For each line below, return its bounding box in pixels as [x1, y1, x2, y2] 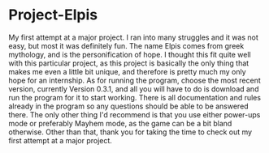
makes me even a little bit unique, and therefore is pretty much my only [8, 66, 246, 76]
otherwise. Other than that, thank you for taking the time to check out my [8, 127, 253, 137]
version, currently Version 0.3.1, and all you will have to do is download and [8, 83, 259, 94]
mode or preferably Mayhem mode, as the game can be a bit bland [8, 118, 232, 128]
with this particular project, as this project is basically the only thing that [8, 58, 249, 68]
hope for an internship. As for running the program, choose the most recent [8, 75, 262, 85]
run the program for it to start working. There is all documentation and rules [8, 92, 262, 102]
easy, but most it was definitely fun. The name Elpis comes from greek [8, 40, 245, 50]
